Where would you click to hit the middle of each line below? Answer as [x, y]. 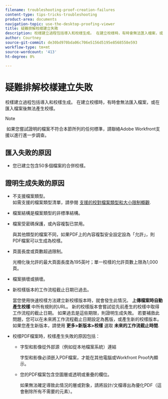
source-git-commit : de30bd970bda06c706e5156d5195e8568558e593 [71, 43]
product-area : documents [31, 19]
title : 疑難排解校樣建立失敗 [32, 29]
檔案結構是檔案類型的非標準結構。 [47, 213]
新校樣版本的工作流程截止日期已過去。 [52, 289]
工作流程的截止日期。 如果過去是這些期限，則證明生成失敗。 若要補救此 [86, 313]
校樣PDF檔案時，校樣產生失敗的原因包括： [56, 336]
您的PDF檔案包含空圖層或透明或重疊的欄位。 [66, 374]
